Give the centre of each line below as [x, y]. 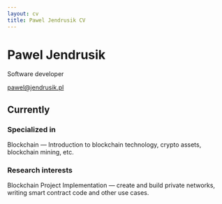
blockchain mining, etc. [41, 152]
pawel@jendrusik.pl [36, 87]
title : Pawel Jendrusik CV [46, 20]
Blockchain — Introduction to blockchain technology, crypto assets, [104, 145]
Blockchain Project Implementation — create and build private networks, [111, 185]
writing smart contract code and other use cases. [78, 193]
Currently [29, 109]
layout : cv [23, 14]
